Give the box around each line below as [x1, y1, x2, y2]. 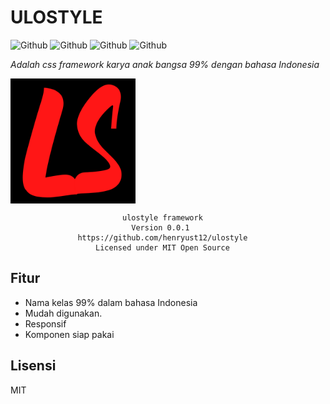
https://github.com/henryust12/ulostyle [77, 232, 248, 243]
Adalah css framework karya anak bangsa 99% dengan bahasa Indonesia [10, 58, 320, 70]
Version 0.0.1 [131, 222, 190, 233]
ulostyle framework [121, 212, 203, 223]
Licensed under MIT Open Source [95, 242, 230, 253]
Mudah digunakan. [24, 307, 103, 319]
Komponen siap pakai [24, 328, 115, 340]
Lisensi [10, 357, 57, 375]
